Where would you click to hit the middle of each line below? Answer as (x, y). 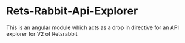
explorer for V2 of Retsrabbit (42, 33)
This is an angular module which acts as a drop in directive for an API (92, 27)
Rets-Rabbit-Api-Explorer (72, 11)
